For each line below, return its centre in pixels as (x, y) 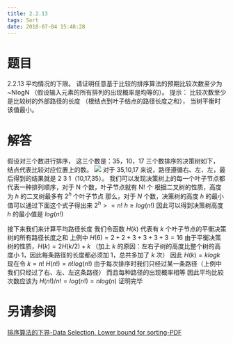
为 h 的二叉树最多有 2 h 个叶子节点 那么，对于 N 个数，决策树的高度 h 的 (110, 196)
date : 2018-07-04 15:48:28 (46, 26)
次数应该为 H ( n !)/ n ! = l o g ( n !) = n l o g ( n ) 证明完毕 (75, 281)
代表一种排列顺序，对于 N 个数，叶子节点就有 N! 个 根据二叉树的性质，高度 (114, 187)
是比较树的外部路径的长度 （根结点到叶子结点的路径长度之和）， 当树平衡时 (114, 101)
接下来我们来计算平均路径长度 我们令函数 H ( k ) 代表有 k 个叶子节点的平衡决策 (117, 229)
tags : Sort (23, 20)
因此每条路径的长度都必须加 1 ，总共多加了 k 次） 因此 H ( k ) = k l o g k (125, 255)
